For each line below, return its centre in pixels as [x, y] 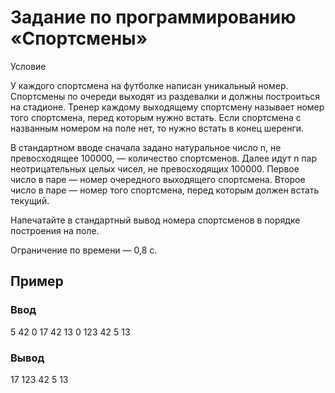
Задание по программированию [153, 17]
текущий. [30, 200]
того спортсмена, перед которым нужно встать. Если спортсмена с [156, 117]
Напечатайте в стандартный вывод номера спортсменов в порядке [155, 220]
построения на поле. [55, 230]
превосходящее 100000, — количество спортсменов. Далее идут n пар [164, 158]
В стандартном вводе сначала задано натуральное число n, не [146, 147]
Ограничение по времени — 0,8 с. [84, 250]
